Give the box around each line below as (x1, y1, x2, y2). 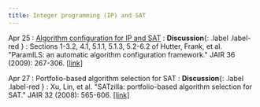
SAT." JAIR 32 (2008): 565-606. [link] (8, 90, 130, 99)
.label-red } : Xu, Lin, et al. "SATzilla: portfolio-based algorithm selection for (8, 82, 253, 91)
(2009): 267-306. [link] (8, 58, 84, 68)
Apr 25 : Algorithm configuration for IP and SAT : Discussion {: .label (8, 33, 228, 42)
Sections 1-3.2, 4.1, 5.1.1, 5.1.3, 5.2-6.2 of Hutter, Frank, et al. (29, 41, 223, 51)
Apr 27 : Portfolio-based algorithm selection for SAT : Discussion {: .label (8, 73, 244, 83)
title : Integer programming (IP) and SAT (8, 11, 147, 20)
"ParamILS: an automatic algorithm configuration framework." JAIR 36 (8, 50, 236, 59)
